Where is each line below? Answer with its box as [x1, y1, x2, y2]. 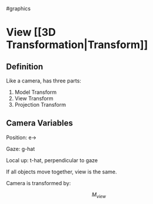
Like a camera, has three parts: [6, 77, 81, 84]
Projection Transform [14, 101, 66, 108]
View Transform [14, 95, 54, 102]
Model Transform [14, 88, 57, 96]
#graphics [6, 5, 31, 12]
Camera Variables [6, 118, 74, 129]
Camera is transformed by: [6, 179, 71, 186]
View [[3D [6, 26, 56, 39]
